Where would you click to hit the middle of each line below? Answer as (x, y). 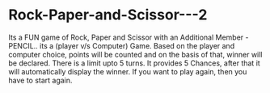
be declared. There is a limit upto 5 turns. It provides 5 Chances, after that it (134, 63)
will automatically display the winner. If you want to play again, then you (128, 71)
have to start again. (40, 80)
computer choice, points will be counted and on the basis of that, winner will (135, 54)
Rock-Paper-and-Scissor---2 (108, 15)
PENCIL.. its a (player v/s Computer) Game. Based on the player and (122, 45)
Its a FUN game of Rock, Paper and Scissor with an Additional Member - (129, 37)
